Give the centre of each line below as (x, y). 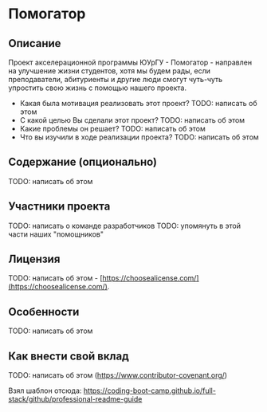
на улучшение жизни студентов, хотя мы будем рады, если (110, 71)
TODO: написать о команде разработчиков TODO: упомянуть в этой (125, 226)
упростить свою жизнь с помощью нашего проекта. (98, 88)
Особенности (44, 312)
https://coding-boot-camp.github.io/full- (150, 390)
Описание (35, 43)
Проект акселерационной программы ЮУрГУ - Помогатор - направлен (130, 62)
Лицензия (34, 259)
